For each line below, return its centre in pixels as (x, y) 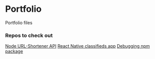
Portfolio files (19, 23)
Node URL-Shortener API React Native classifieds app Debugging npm (78, 46)
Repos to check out (29, 35)
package (14, 51)
